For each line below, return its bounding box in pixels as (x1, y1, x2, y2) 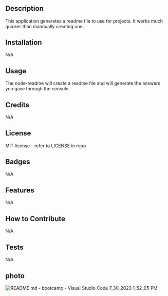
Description (5, 4, 44, 13)
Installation (5, 38, 42, 47)
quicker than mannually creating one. (5, 23, 84, 29)
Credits (5, 101, 30, 109)
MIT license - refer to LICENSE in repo (5, 143, 86, 149)
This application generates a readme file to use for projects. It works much (5, 17, 163, 24)
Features (5, 186, 34, 195)
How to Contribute (5, 214, 66, 223)
